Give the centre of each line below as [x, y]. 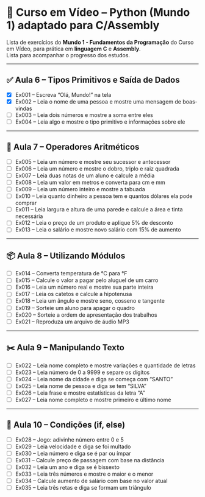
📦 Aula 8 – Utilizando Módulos [66, 256]
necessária [29, 216]
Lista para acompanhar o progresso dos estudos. [68, 55]
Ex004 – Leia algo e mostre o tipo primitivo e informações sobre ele [100, 122]
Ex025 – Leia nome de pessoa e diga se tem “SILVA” [81, 386]
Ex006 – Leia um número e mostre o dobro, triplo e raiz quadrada [97, 168]
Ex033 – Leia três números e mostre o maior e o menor [84, 474]
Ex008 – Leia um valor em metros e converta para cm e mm [90, 182]
